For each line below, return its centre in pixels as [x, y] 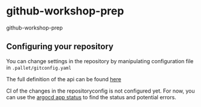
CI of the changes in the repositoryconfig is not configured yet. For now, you [100, 91]
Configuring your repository [60, 47]
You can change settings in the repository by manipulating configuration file [100, 61]
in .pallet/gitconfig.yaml [39, 67]
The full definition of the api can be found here [64, 79]
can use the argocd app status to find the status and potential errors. [91, 97]
